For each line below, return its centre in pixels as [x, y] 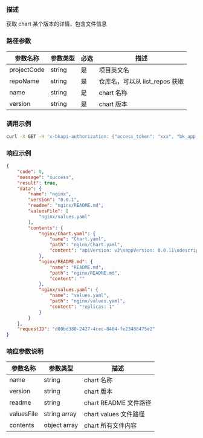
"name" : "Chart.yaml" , [78, 239]
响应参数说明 [25, 351]
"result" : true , [38, 183]
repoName [24, 81]
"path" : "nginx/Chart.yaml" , [86, 245]
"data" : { [30, 189]
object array [61, 425]
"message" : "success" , [46, 177]
